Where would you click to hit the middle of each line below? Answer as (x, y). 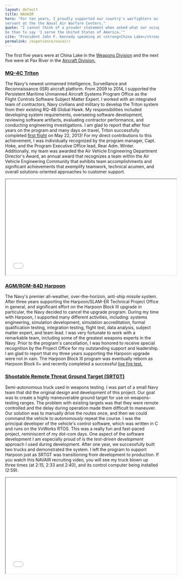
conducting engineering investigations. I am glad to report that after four (78, 125)
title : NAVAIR (20, 14)
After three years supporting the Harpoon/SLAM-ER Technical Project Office (82, 302)
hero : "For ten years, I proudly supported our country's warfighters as (82, 19)
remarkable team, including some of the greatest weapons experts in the (78, 338)
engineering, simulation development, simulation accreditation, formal (75, 322)
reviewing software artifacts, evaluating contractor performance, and (74, 120)
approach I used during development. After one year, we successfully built (80, 444)
